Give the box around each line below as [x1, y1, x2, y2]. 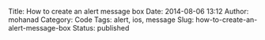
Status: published [72, 24, 130, 32]
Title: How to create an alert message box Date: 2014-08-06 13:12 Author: [8, 7, 249, 16]
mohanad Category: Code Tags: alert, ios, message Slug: [8, 15, 195, 24]
